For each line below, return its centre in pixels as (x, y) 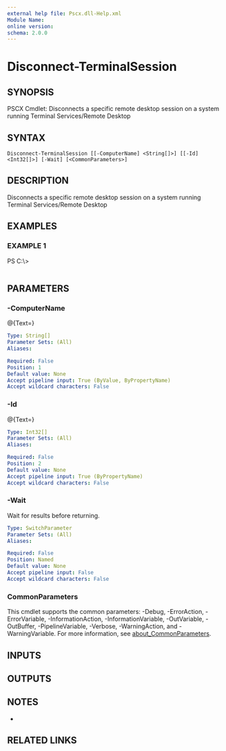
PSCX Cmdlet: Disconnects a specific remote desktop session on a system (113, 109)
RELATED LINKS (42, 740)
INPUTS (24, 655)
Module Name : (26, 20)
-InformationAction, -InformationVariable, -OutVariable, (126, 619)
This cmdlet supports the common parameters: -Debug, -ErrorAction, (106, 612)
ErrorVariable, (27, 619)
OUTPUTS (29, 678)
